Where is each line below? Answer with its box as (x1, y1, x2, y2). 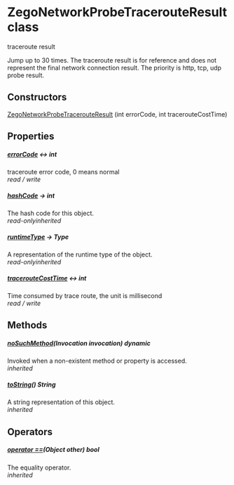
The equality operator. (7, 463, 71, 472)
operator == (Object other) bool (7, 446, 99, 454)
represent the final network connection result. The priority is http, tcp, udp (7, 63, 222, 72)
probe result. (7, 71, 44, 79)
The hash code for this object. (7, 209, 95, 218)
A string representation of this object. (7, 398, 116, 406)
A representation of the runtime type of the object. (7, 250, 153, 259)
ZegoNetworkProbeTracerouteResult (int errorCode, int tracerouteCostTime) (7, 110, 228, 118)
